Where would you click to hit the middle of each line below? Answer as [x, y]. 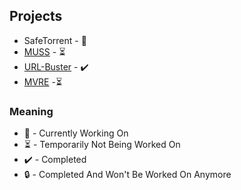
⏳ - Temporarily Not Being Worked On [102, 145]
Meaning [31, 111]
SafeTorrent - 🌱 [55, 40]
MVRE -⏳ [43, 81]
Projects [36, 16]
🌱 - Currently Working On [76, 133]
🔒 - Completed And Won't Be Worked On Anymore [127, 175]
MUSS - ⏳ [44, 51]
